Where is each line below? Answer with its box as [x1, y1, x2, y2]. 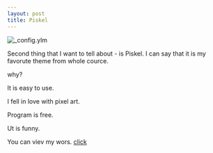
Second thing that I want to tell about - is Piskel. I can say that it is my [7, 49, 207, 58]
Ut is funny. [7, 124, 40, 132]
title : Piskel [7, 17, 49, 24]
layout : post [7, 10, 45, 17]
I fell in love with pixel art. [7, 97, 80, 105]
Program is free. [7, 111, 54, 119]
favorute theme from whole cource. [7, 56, 109, 65]
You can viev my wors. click [7, 137, 87, 146]
